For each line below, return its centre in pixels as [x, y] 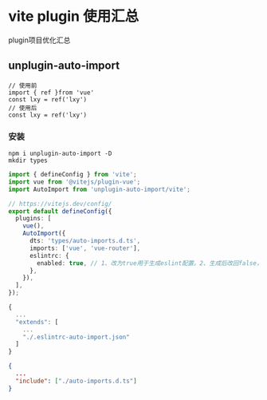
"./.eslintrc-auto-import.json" [76, 337]
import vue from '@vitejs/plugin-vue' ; [75, 182]
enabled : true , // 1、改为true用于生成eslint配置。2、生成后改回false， [150, 263]
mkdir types [28, 160]
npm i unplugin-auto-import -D [60, 154]
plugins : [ [33, 219]
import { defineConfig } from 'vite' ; [73, 175]
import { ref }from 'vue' [51, 93]
